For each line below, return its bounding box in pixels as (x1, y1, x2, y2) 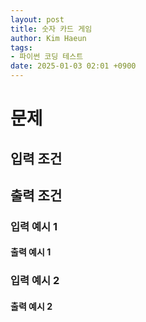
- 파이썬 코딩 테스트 (10, 52, 84, 62)
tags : (10, 42, 33, 53)
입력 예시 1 (10, 219, 58, 233)
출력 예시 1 (10, 246, 52, 258)
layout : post (10, 14, 65, 25)
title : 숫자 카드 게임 (10, 24, 93, 34)
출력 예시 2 (10, 301, 53, 312)
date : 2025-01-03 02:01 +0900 (10, 61, 137, 71)
